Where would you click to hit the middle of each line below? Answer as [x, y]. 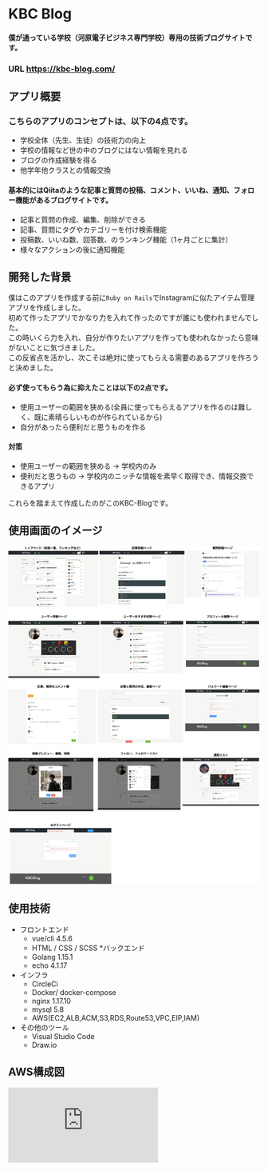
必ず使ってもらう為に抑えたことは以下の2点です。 [91, 388]
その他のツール [44, 1027]
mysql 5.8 [48, 1009]
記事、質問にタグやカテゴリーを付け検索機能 [93, 230]
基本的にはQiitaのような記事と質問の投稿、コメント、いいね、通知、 [121, 190]
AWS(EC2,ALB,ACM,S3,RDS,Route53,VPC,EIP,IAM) [116, 1017]
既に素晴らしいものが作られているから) [98, 417]
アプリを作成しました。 [47, 308]
